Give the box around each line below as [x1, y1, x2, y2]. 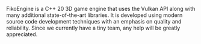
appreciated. [6, 31, 38, 38]
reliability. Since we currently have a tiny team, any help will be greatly [6, 24, 181, 31]
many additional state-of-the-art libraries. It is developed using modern [6, 11, 183, 19]
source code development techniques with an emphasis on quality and [6, 18, 182, 25]
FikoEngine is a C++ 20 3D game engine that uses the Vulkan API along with [6, 5, 196, 12]
